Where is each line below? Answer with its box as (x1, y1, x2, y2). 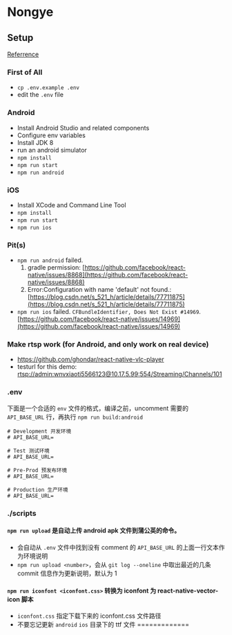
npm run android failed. (17, 256, 84, 264)
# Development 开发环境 (7, 428, 71, 435)
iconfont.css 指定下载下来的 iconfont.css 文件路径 (17, 611, 162, 620)
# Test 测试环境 (7, 447, 50, 454)
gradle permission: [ (27, 263, 85, 272)
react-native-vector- (157, 586, 219, 595)
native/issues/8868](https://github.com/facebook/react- (27, 271, 188, 279)
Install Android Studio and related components (17, 123, 150, 132)
